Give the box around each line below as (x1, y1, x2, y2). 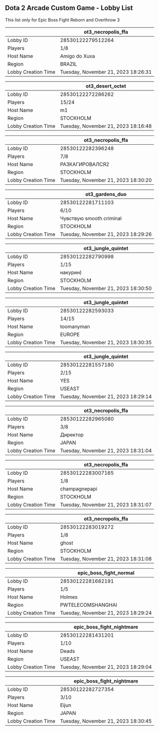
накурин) (60, 269, 82, 276)
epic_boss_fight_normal (77, 569, 135, 576)
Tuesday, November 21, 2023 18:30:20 (60, 177, 152, 183)
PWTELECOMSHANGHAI (60, 601, 118, 608)
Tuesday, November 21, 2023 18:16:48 (60, 122, 152, 129)
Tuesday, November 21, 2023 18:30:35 (60, 339, 152, 346)
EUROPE (60, 331, 80, 338)
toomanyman (60, 323, 90, 330)
